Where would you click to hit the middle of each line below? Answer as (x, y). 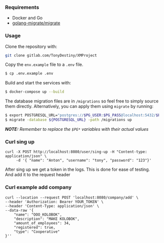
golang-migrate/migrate (36, 23)
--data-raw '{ (20, 210)
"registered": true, (35, 227)
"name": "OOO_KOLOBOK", (38, 214)
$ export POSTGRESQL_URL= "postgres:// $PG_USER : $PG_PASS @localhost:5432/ (81, 115)
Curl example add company (38, 187)
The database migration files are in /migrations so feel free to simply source (82, 101)
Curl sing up (20, 142)
